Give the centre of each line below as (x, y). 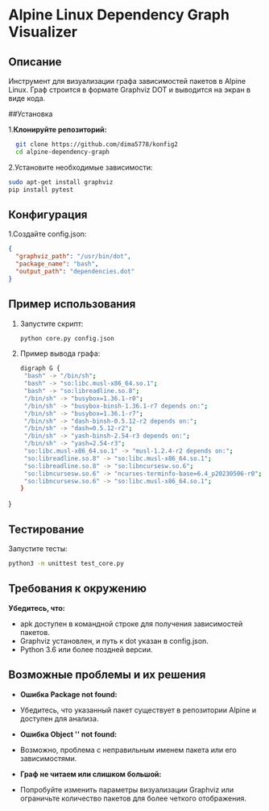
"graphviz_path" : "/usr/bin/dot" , (73, 257)
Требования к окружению (78, 589)
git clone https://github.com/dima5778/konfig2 (97, 144)
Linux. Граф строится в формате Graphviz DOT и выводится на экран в (130, 90)
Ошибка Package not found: (69, 694)
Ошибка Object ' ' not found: (68, 734)
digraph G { (40, 369)
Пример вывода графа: (60, 353)
